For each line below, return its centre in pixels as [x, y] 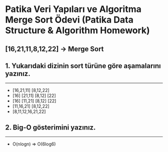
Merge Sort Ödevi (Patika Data [69, 20]
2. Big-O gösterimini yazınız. [50, 127]
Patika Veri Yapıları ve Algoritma [73, 9]
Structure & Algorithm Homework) [77, 30]
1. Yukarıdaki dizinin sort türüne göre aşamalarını [83, 66]
